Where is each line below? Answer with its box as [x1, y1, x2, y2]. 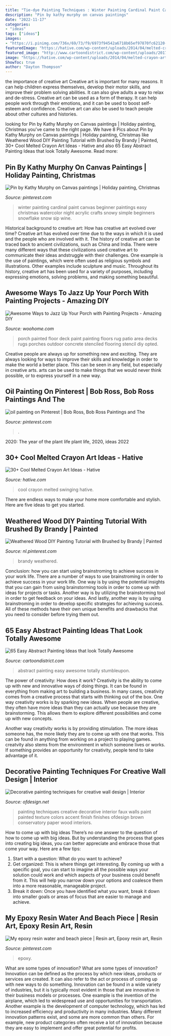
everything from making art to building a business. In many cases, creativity [5, 688, 164, 694]
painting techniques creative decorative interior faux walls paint [17, 808, 152, 815]
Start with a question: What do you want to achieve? [12, 855, 122, 861]
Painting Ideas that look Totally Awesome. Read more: [5, 148, 118, 154]
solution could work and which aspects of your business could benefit [12, 872, 160, 878]
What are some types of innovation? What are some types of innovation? [5, 965, 158, 971]
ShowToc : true [5, 60, 36, 65]
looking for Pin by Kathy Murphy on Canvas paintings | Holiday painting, [5, 121, 156, 127]
